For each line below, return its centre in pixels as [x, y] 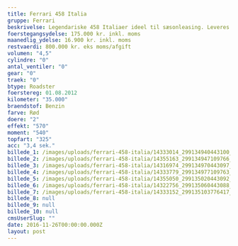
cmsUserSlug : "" [31, 218]
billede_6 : [23, 185]
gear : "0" [22, 73]
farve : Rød [23, 113]
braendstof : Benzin [36, 106]
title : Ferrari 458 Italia [47, 14]
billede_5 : [23, 179]
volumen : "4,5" [30, 54]
